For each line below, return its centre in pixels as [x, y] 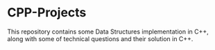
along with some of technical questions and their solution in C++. [100, 38]
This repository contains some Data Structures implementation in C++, [108, 32]
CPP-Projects [47, 13]
